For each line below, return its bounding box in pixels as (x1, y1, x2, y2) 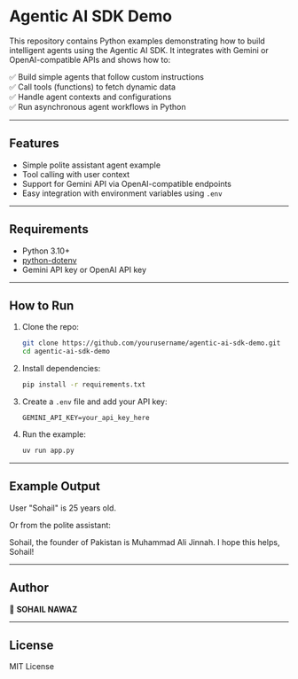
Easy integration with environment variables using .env (21, 188, 223, 199)
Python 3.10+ (21, 246, 71, 256)
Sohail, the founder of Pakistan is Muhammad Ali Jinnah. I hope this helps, (9, 536, 280, 547)
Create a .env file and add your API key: (21, 396, 168, 407)
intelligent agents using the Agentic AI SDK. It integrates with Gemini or (9, 44, 269, 55)
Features (9, 136, 59, 152)
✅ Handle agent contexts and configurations (9, 91, 172, 102)
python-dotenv (21, 254, 77, 265)
